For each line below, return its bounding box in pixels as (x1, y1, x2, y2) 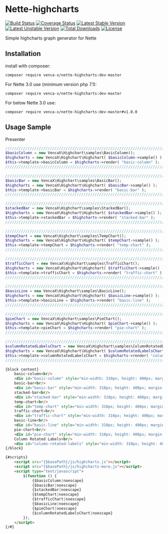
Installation (5, 49, 41, 58)
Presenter (5, 136, 25, 142)
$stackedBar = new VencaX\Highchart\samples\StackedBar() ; (5, 206, 131, 211)
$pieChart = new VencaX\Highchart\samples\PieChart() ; (5, 316, 122, 321)
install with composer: (5, 62, 51, 68)
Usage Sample (5, 123, 51, 131)
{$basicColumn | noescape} (31, 478, 84, 483)
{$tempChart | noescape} (31, 492, 79, 497)
